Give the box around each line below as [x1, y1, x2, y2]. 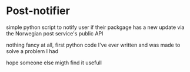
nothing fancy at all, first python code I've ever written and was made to [6, 41, 181, 48]
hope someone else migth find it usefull [6, 59, 102, 66]
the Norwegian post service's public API [6, 30, 104, 37]
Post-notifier [6, 4, 71, 18]
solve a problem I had [6, 47, 59, 54]
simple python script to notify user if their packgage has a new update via [6, 24, 185, 31]
